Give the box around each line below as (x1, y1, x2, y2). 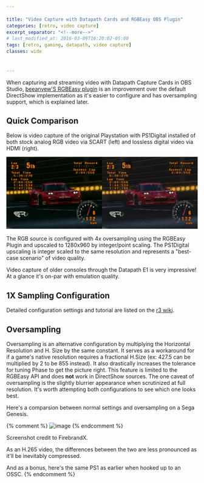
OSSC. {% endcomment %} (6, 471, 76, 478)
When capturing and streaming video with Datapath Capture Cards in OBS (6, 79, 192, 86)
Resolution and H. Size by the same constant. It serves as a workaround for (6, 347, 195, 354)
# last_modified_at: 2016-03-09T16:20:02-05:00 (6, 35, 129, 42)
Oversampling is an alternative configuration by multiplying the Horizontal (6, 340, 191, 348)
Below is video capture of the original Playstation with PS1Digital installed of (6, 132, 196, 139)
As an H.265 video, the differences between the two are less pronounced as (6, 446, 197, 453)
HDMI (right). (6, 145, 39, 152)
